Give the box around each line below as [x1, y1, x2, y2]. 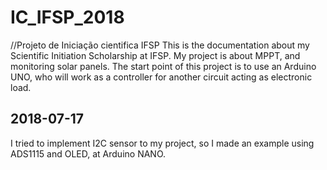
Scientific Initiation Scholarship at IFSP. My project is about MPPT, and [10, 49, 301, 61]
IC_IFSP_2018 [10, 6, 125, 29]
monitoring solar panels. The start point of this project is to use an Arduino [10, 60, 317, 72]
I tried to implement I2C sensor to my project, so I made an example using [10, 137, 315, 149]
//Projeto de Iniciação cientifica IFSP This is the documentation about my [10, 39, 310, 51]
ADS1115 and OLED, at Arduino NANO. [10, 147, 167, 160]
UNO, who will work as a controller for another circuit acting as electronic [10, 71, 313, 83]
